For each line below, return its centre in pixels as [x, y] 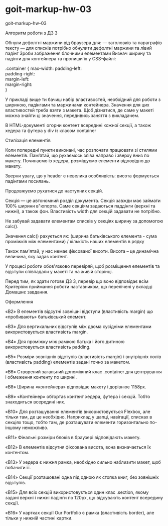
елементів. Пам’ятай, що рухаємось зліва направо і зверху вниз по [77, 155]
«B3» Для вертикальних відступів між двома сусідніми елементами [78, 326]
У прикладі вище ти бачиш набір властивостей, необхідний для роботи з [83, 99]
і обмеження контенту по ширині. [41, 377]
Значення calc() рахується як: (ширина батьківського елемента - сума [81, 236]
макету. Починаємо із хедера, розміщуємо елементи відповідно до [78, 161]
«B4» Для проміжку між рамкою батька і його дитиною [65, 341]
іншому [13, 428]
